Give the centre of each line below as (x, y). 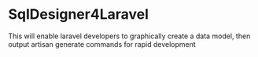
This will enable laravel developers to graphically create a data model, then (129, 36)
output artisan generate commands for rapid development (102, 44)
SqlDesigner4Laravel (79, 14)
